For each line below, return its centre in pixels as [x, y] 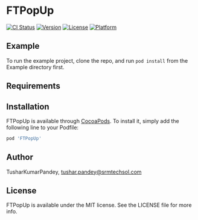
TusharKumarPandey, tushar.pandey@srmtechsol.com [74, 172]
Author [20, 157]
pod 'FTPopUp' [24, 138]
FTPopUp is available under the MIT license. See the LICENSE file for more [99, 205]
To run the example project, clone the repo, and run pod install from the [97, 60]
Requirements [33, 86]
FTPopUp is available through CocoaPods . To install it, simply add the [93, 121]
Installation [28, 106]
